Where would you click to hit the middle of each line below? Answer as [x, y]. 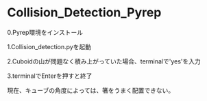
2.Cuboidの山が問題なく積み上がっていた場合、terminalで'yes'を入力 [104, 61]
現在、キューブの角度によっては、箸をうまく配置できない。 [91, 90]
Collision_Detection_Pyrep [84, 13]
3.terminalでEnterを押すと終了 [50, 76]
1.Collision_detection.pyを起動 [49, 46]
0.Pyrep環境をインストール [45, 32]
